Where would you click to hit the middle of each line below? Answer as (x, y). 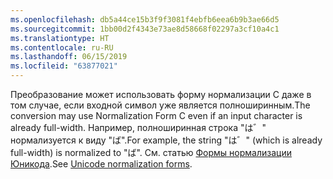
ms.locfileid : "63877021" (64, 66)
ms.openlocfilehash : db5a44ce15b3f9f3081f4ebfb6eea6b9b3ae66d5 (145, 19)
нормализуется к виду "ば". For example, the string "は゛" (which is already (166, 140)
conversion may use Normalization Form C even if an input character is (156, 115)
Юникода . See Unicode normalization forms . (101, 164)
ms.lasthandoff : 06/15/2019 (69, 57)
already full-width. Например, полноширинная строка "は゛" (138, 127)
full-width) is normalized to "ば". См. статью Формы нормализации (151, 152)
